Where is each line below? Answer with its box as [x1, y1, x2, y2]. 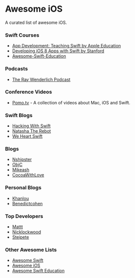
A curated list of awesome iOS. [5, 20, 67, 25]
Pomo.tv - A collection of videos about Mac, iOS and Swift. [12, 99, 131, 105]
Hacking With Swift [12, 123, 51, 129]
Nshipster [12, 157, 32, 162]
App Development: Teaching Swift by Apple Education [12, 43, 121, 49]
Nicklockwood [12, 229, 41, 235]
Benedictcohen [12, 200, 43, 206]
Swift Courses [5, 32, 39, 39]
